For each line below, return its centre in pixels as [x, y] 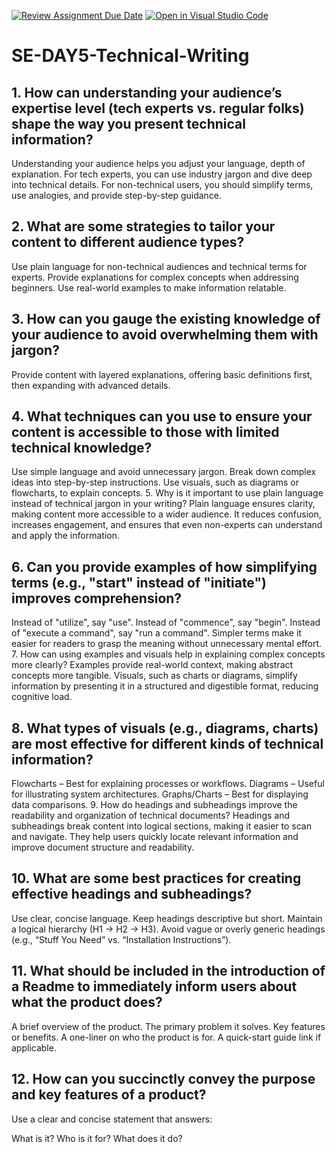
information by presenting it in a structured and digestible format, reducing [165, 686]
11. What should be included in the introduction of [168, 971]
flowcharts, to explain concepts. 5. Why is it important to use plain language [167, 493]
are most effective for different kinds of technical [167, 743]
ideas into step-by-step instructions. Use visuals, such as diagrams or [155, 482]
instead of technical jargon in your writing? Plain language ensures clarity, [163, 504]
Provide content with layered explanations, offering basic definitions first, [162, 374]
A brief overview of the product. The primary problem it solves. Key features [168, 1026]
